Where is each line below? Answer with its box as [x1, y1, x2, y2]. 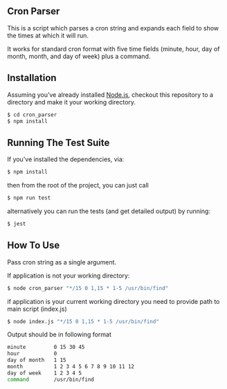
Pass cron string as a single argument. [7, 257, 116, 266]
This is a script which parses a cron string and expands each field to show [7, 24, 219, 32]
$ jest [7, 220, 26, 227]
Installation [7, 72, 57, 84]
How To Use [7, 239, 60, 251]
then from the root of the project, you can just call [7, 181, 149, 190]
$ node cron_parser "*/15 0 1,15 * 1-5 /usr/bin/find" [7, 284, 169, 291]
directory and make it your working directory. [7, 98, 136, 106]
